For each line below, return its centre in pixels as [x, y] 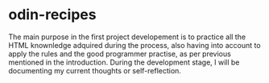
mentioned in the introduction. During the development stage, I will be [124, 62]
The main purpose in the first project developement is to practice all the [127, 37]
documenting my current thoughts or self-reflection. [95, 70]
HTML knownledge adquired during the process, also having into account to [134, 45]
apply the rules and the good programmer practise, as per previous [120, 53]
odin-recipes [52, 15]
